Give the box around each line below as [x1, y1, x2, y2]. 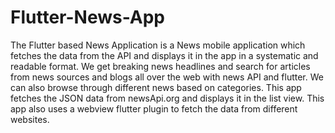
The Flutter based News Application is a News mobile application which [10, 39, 306, 51]
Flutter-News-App [10, 6, 166, 29]
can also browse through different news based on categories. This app [10, 81, 302, 93]
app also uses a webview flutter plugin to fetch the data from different [10, 102, 298, 115]
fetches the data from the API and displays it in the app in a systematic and [10, 49, 319, 61]
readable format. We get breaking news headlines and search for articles [10, 60, 311, 72]
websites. [10, 113, 50, 125]
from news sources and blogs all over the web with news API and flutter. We [10, 71, 324, 83]
